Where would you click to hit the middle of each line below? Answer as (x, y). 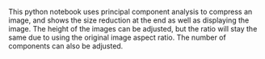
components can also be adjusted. (66, 46)
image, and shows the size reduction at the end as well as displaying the (129, 20)
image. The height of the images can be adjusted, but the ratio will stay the (133, 29)
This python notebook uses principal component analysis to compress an (130, 12)
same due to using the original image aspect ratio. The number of (117, 37)
